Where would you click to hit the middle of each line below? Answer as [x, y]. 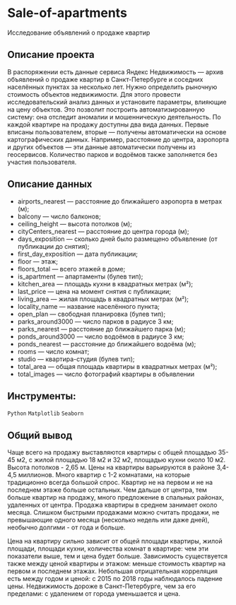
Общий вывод [40, 435]
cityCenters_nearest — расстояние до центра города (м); [103, 231]
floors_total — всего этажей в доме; [71, 269]
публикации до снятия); [53, 246]
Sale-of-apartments [67, 13]
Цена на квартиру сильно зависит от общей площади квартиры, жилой [115, 541]
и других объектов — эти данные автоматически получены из [101, 147]
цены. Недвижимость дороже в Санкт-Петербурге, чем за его [102, 586]
